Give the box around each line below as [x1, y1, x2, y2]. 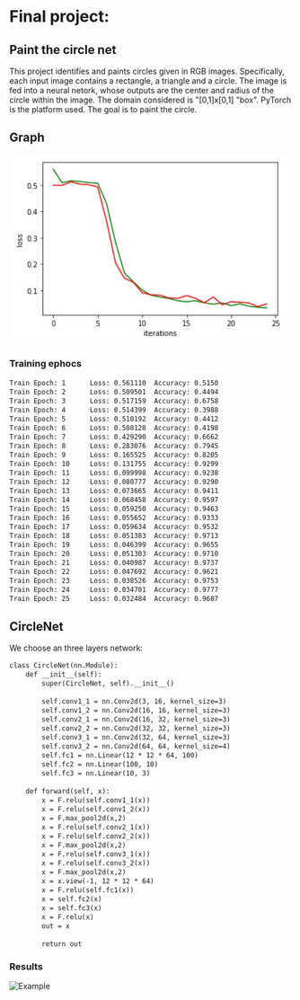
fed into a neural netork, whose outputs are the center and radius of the [9, 85, 274, 95]
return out [41, 939, 83, 949]
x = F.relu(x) [41, 912, 94, 922]
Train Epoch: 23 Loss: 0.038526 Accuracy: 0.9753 [9, 577, 219, 586]
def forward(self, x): [25, 786, 110, 796]
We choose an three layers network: [9, 642, 144, 653]
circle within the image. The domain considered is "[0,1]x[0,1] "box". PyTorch [9, 94, 292, 105]
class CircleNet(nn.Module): [9, 660, 119, 670]
